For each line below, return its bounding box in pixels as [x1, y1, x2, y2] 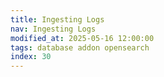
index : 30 [10, 52, 52, 62]
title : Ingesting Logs [10, 14, 105, 25]
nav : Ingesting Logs [10, 24, 97, 34]
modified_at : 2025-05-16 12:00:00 [10, 33, 155, 43]
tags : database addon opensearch [10, 42, 150, 53]
